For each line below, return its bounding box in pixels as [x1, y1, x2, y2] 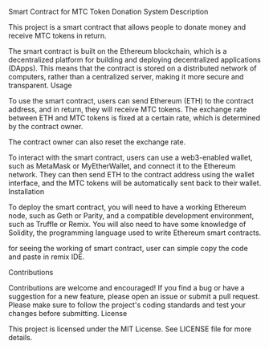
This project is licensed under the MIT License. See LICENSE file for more [8, 324, 251, 334]
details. [8, 333, 33, 342]
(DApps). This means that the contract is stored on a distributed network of [8, 63, 257, 73]
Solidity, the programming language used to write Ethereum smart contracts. [8, 228, 262, 237]
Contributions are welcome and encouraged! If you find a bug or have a [8, 283, 245, 292]
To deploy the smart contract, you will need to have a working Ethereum [8, 202, 247, 212]
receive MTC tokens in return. [8, 31, 107, 40]
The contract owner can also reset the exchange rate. [8, 137, 186, 147]
